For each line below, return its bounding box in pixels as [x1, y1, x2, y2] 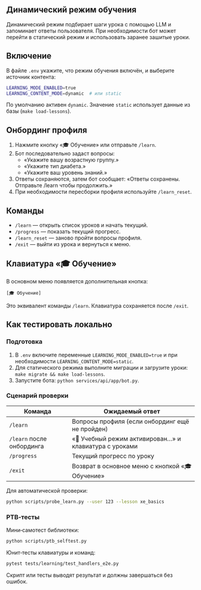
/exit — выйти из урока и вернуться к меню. [14, 241, 131, 248]
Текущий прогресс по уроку [71, 451, 154, 460]
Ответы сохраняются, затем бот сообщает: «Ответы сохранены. [14, 175, 181, 182]
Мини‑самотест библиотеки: [6, 526, 80, 534]
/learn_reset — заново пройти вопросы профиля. [14, 234, 142, 241]
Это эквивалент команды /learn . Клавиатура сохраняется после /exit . [6, 302, 189, 309]
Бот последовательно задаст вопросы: [14, 150, 115, 157]
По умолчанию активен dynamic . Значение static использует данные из [6, 101, 190, 109]
